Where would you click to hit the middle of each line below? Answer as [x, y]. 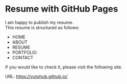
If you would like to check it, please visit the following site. [64, 67]
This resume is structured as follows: [42, 27]
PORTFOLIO [24, 52]
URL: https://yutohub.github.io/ [36, 76]
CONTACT [23, 57]
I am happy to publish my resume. [39, 22]
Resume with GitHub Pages [62, 9]
